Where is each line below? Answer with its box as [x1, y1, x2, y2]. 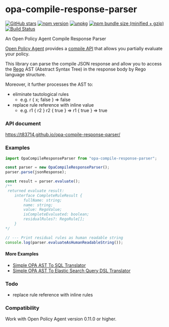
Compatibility [5, 304, 39, 311]
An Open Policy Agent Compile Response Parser [5, 36, 106, 42]
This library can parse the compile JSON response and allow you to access [5, 60, 162, 67]
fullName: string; [23, 198, 62, 203]
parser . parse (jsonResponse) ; [5, 170, 67, 175]
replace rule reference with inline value [12, 102, 94, 108]
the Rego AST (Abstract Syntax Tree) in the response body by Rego [5, 66, 146, 72]
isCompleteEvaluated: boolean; [23, 212, 90, 217]
